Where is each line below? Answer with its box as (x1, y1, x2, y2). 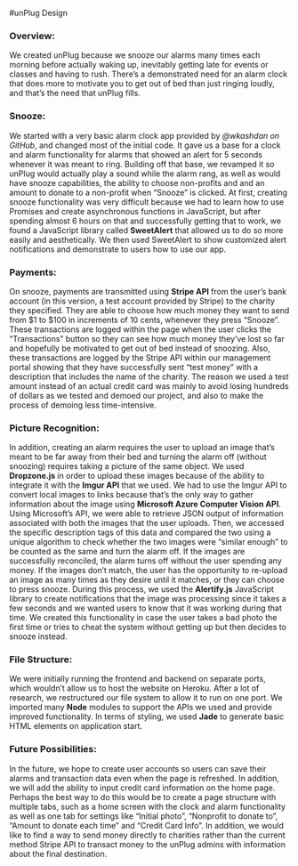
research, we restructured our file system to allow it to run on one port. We (9, 692, 283, 703)
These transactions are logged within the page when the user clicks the (9, 324, 272, 335)
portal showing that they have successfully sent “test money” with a (9, 361, 259, 372)
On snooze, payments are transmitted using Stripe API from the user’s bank (9, 286, 287, 296)
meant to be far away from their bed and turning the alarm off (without (9, 451, 267, 462)
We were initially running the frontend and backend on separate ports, (9, 674, 266, 684)
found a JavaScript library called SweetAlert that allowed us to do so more (9, 224, 284, 235)
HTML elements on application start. (9, 721, 143, 732)
